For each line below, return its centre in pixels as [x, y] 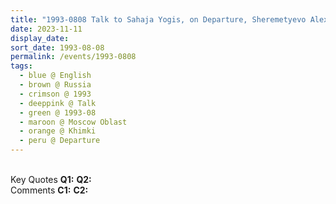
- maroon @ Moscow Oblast [73, 122]
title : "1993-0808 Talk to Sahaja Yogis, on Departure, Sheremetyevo [158, 19]
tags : [21, 66]
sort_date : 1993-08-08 [57, 47]
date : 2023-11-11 [46, 29]
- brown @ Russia [55, 85]
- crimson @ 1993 [55, 94]
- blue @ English [55, 76]
